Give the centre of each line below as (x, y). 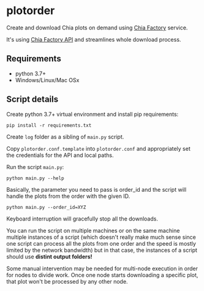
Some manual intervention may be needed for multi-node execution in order (102, 268)
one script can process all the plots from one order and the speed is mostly (101, 243)
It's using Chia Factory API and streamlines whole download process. (94, 39)
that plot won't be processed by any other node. (67, 281)
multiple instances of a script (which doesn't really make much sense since (101, 237)
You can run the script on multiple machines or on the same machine (93, 230)
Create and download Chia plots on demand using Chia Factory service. (97, 28)
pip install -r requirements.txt (49, 125)
